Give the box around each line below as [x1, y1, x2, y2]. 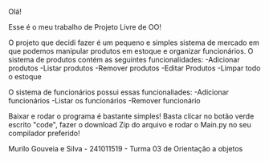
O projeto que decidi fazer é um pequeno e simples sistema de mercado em [8, 38, 259, 47]
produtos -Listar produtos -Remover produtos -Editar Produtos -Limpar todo [8, 63, 261, 73]
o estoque [8, 72, 42, 81]
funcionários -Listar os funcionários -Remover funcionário [8, 96, 201, 105]
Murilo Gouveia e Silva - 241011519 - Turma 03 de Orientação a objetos [8, 144, 243, 153]
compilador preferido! [8, 128, 80, 138]
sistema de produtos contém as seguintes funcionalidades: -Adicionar [8, 55, 240, 64]
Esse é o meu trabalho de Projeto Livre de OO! [8, 22, 162, 31]
